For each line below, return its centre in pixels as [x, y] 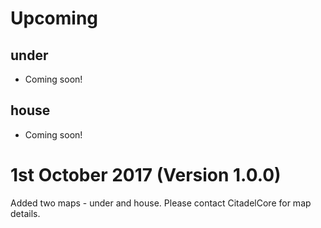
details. [25, 213]
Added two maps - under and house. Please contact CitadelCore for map [161, 203]
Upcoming [54, 18]
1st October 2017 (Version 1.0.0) [146, 175]
